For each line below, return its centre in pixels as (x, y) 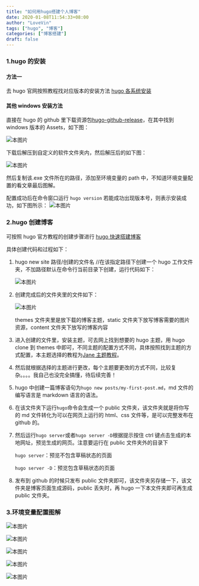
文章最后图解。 (40, 186)
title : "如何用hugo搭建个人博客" (44, 12)
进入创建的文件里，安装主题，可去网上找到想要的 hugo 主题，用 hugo (100, 340)
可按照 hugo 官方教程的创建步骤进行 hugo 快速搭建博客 (74, 236)
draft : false (22, 39)
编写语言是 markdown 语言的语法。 (58, 395)
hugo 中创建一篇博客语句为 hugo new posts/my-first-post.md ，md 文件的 (104, 387)
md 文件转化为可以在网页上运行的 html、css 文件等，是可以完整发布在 (108, 415)
